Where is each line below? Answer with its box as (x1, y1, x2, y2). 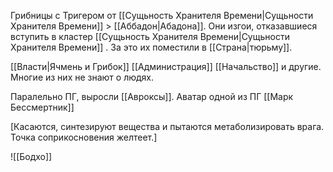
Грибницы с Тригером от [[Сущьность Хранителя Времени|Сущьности (10, 10, 314, 21)
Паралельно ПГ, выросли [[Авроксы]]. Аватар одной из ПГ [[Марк (10, 91, 294, 102)
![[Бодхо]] (10, 151, 53, 162)
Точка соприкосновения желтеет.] (10, 131, 158, 143)
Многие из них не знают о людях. (10, 71, 155, 83)
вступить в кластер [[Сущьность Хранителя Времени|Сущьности (10, 31, 290, 42)
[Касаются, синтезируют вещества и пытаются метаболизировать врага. (10, 121, 325, 132)
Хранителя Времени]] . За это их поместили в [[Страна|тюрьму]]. (10, 41, 293, 53)
